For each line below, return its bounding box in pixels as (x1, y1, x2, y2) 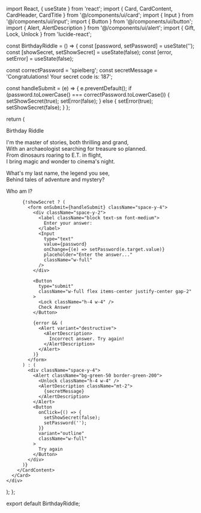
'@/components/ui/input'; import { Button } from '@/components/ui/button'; (6, 18, 193, 25)
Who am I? (6, 187, 33, 195)
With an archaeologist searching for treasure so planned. (6, 145, 147, 152)
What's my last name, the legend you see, (6, 169, 110, 177)
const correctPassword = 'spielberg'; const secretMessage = (6, 67, 158, 74)
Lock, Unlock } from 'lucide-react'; (6, 31, 92, 38)
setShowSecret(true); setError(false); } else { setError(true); (6, 97, 154, 105)
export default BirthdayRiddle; (6, 500, 80, 507)
